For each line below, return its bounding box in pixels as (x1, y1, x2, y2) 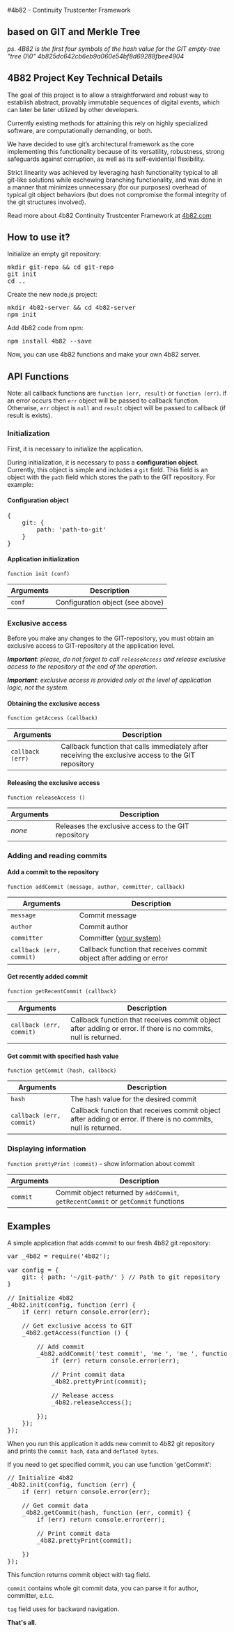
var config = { (7, 1266, 59, 1274)
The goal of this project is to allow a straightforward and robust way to (7, 91, 209, 99)
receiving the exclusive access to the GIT (61, 750, 196, 760)
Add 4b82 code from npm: (7, 324, 84, 332)
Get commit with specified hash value (7, 1052, 119, 1060)
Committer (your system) (79, 933, 162, 942)
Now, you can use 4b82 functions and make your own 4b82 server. (7, 350, 201, 359)
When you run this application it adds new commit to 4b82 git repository (7, 1440, 215, 1448)
